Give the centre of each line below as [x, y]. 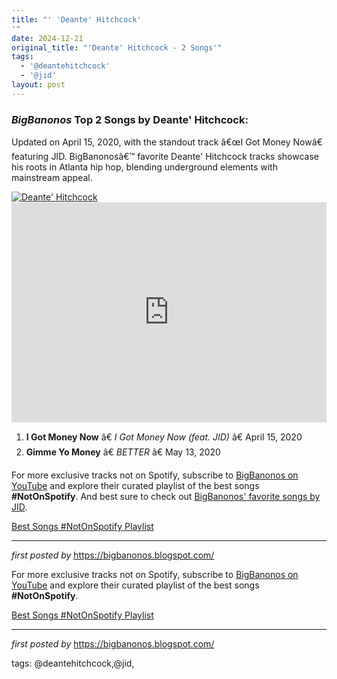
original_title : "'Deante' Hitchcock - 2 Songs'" [117, 47]
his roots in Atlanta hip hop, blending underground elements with [144, 167]
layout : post [38, 85]
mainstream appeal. [52, 178]
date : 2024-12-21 [47, 38]
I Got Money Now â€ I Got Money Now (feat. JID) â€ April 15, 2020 [164, 437]
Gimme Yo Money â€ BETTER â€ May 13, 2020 [123, 452]
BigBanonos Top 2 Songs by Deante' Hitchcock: [130, 119]
